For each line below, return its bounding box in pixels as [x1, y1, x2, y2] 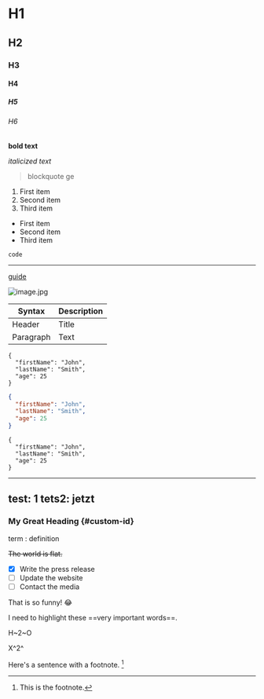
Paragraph [12, 331, 51, 342]
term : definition [8, 533, 60, 543]
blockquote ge [27, 171, 75, 181]
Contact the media [19, 582, 80, 591]
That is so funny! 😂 [8, 598, 73, 607]
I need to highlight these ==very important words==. [8, 613, 178, 622]
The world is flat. [8, 549, 63, 558]
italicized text [8, 156, 52, 166]
